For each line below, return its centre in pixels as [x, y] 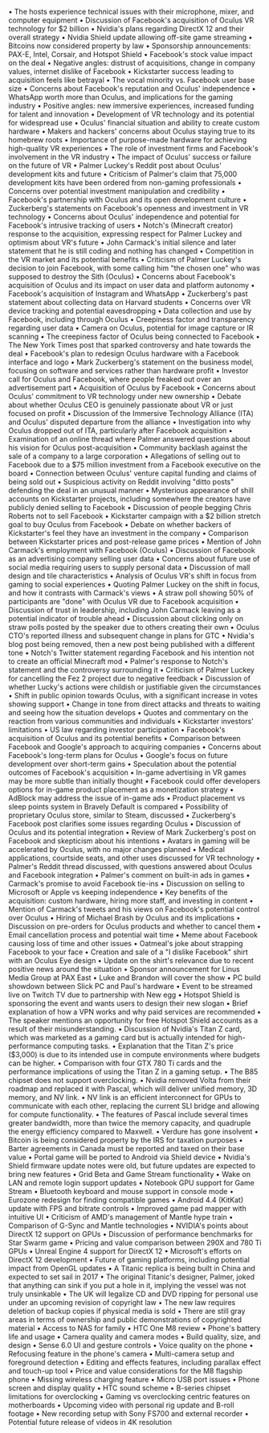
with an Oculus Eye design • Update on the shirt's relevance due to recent [131, 960]
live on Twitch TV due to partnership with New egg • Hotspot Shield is [124, 994]
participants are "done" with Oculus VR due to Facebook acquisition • [124, 601]
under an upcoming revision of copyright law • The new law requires [122, 1302]
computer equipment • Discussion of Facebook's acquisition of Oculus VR [131, 20]
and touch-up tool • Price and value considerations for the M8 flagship [126, 1371]
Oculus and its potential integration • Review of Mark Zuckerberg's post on [132, 832]
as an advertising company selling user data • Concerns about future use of [134, 559]
